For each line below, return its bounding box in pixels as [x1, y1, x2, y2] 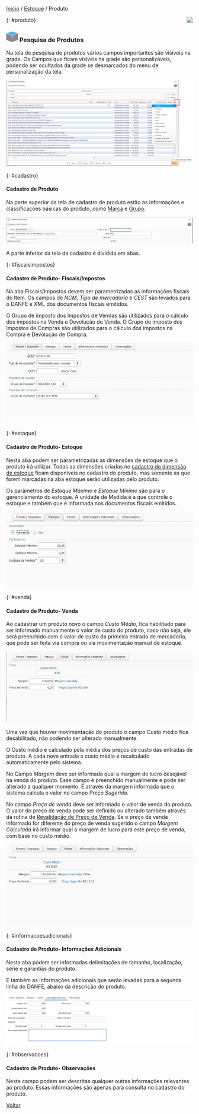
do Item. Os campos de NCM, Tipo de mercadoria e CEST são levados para [6, 294, 191, 302]
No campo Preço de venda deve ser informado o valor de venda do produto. [6, 800, 193, 808]
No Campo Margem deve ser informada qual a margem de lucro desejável [6, 770, 187, 777]
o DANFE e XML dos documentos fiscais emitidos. [6, 300, 129, 308]
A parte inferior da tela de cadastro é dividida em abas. [6, 249, 140, 257]
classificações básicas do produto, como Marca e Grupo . [6, 205, 146, 212]
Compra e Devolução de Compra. [6, 331, 88, 338]
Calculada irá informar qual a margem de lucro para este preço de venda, [6, 825, 186, 833]
